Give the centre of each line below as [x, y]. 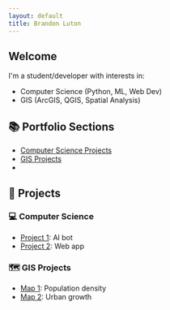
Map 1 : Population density [63, 288]
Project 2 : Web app [52, 246]
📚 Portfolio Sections [62, 127]
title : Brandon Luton [45, 24]
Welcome [33, 56]
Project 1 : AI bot [46, 237]
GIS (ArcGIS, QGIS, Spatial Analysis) [80, 100]
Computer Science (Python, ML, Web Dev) [91, 92]
